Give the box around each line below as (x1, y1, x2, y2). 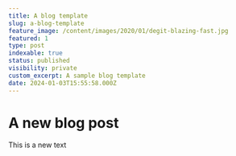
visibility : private (8, 64, 78, 72)
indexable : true (8, 49, 63, 57)
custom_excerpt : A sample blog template (8, 72, 147, 80)
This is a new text (8, 140, 67, 150)
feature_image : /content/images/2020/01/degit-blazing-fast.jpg (8, 27, 229, 35)
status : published (8, 57, 70, 65)
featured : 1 (8, 34, 48, 43)
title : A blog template (8, 11, 89, 20)
